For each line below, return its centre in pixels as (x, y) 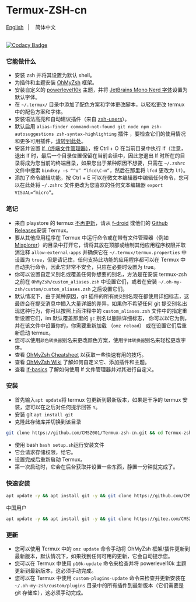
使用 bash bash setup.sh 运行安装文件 (59, 444)
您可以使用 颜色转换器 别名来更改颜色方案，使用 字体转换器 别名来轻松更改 (97, 340)
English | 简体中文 (31, 27)
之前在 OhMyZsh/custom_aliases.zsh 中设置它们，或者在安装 (86, 281)
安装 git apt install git (44, 414)
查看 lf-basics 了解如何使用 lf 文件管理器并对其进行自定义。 (86, 369)
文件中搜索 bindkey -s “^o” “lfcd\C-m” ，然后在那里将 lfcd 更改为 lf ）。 (101, 170)
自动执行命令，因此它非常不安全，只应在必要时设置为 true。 (87, 266)
